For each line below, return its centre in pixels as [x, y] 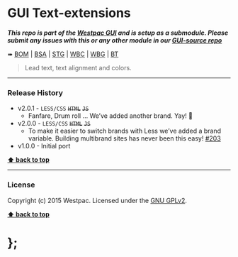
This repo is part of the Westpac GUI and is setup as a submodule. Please [118, 33]
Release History [35, 92]
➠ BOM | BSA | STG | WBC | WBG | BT [63, 54]
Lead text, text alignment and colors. [78, 67]
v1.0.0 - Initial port [44, 146]
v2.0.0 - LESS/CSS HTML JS [54, 124]
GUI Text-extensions [69, 13]
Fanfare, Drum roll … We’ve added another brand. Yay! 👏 [110, 116]
